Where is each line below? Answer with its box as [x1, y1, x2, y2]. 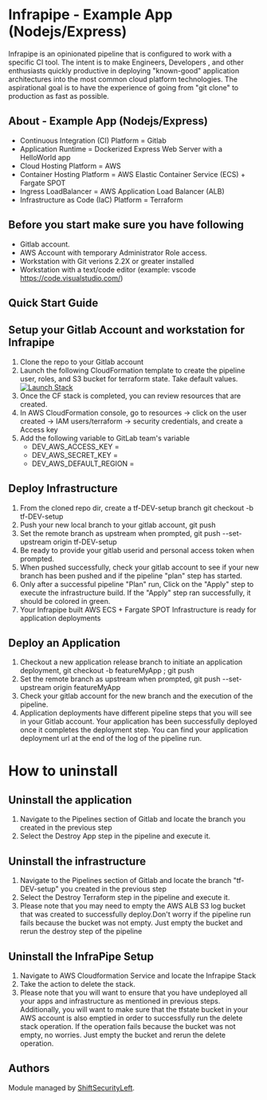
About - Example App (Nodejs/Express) [8, 114, 209, 128]
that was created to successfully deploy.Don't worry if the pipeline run [19, 909, 251, 919]
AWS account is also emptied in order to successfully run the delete [19, 1013, 243, 1023]
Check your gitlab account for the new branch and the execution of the [19, 692, 253, 701]
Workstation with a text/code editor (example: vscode [19, 265, 197, 274]
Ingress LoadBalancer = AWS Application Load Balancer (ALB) [19, 186, 225, 196]
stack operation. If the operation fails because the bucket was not [19, 1022, 237, 1031]
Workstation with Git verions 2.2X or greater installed [19, 256, 194, 266]
